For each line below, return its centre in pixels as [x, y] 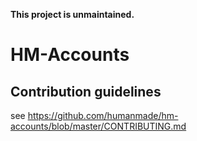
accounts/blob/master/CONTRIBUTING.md [98, 126]
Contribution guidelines [86, 91]
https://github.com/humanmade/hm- [103, 115]
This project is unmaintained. [72, 14]
